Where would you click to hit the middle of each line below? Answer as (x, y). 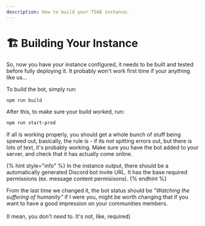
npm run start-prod (31, 123)
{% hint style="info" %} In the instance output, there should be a (88, 166)
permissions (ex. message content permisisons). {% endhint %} (87, 179)
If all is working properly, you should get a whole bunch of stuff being (94, 135)
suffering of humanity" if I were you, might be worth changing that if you (97, 197)
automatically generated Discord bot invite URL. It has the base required (97, 172)
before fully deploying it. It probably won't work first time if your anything (98, 71)
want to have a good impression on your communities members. (87, 203)
